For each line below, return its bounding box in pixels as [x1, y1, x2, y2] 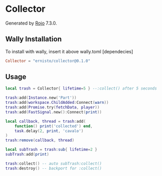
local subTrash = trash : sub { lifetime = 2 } [5, 147, 97, 152]
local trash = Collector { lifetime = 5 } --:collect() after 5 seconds [5, 86, 157, 91]
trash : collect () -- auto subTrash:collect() [5, 161, 102, 166]
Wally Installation [5, 35, 62, 43]
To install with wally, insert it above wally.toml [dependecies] [5, 48, 133, 54]
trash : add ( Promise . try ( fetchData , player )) [5, 105, 100, 110]
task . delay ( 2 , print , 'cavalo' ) [14, 128, 84, 134]
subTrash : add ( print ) [5, 152, 50, 157]
